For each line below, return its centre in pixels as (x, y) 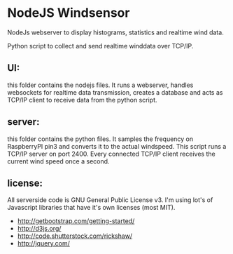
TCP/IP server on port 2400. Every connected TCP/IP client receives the (111, 154)
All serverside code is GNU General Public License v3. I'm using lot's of (110, 200)
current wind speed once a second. (58, 161)
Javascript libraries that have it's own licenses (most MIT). (91, 208)
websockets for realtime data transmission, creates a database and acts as (115, 92)
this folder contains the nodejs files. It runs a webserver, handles (100, 85)
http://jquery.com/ (43, 243)
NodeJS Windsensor (69, 13)
